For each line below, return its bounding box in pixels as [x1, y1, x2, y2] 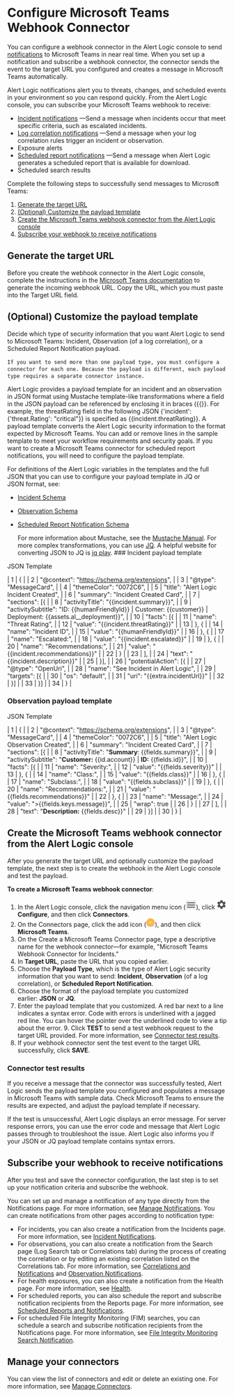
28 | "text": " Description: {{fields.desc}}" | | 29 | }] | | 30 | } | [7, 806, 182, 815]
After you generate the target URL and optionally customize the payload [7, 857, 214, 865]
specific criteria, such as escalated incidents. [17, 121, 148, 130]
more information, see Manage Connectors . [7, 1382, 132, 1390]
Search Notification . [17, 1336, 75, 1344]
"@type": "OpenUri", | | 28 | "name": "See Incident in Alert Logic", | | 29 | [7, 664, 216, 673]
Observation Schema [17, 506, 78, 515]
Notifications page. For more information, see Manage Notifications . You [7, 1203, 215, 1212]
